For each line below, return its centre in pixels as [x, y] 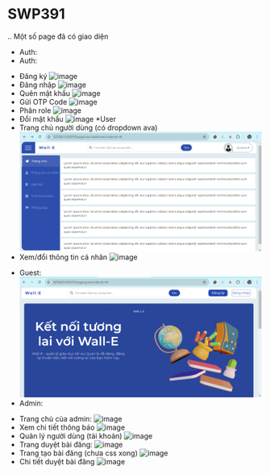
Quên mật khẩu [44, 93]
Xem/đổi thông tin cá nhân [63, 257]
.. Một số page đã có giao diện [58, 36]
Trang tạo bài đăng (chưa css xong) [79, 453]
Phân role [35, 110]
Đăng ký [33, 76]
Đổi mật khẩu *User [67, 118]
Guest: [30, 272]
